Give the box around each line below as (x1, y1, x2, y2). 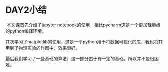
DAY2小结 (5, 4, 47, 16)
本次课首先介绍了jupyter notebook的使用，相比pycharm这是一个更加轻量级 (6, 22, 161, 28)
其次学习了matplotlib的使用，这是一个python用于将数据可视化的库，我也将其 (5, 38, 163, 45)
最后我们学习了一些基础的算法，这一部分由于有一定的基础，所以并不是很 (5, 55, 154, 61)
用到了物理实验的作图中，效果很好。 (5, 45, 80, 51)
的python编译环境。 (5, 28, 46, 34)
